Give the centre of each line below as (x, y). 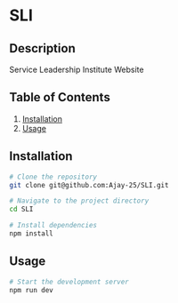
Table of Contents (60, 97)
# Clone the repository (53, 177)
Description (42, 48)
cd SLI (21, 210)
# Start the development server (69, 282)
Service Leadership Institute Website (77, 69)
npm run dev (31, 290)
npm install (31, 234)
